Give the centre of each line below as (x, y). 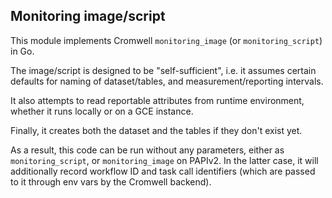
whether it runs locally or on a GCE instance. (102, 111)
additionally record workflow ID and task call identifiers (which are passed (163, 171)
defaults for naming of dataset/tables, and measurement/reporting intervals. (167, 81)
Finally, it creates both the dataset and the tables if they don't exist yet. (156, 130)
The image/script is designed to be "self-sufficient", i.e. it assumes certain (163, 70)
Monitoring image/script (88, 16)
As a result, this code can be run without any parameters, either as (147, 150)
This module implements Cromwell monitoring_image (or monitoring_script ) (166, 40)
